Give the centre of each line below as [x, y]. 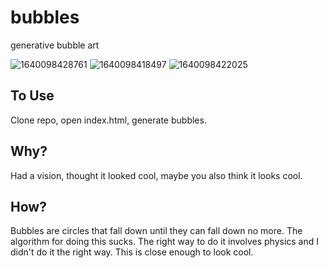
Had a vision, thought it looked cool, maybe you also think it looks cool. [156, 175]
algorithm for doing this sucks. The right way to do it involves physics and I [165, 242]
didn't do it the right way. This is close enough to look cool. [132, 252]
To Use [32, 96]
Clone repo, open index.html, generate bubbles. [108, 120]
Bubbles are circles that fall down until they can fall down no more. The [156, 231]
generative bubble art [55, 45]
